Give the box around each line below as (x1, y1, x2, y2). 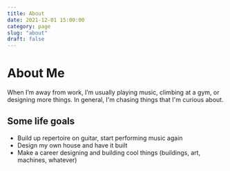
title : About (7, 10, 45, 17)
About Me (7, 66, 65, 81)
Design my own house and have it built (17, 141, 128, 149)
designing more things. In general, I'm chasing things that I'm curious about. (7, 96, 224, 104)
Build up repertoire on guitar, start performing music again (17, 134, 183, 142)
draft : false (7, 36, 45, 43)
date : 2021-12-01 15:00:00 (7, 17, 85, 23)
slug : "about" (7, 29, 48, 37)
